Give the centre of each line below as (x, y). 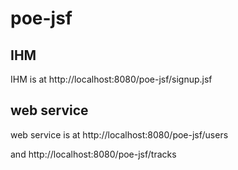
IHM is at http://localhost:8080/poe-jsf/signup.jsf (111, 79)
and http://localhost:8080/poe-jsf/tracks (93, 154)
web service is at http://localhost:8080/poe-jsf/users (119, 134)
